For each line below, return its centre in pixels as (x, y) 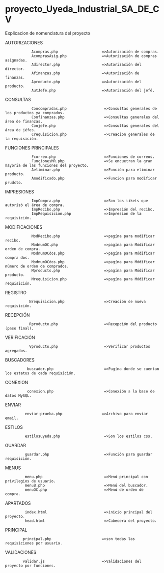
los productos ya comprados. (35, 113)
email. (12, 418)
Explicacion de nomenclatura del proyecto (48, 33)
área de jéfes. (21, 130)
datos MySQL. (18, 395)
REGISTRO (16, 292)
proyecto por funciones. (30, 566)
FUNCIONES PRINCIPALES (32, 148)
